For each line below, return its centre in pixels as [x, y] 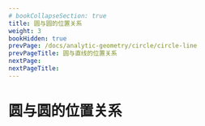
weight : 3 [25, 31]
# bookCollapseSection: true [58, 16]
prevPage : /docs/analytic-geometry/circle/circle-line [103, 46]
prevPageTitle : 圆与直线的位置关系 [63, 53]
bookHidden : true [38, 38]
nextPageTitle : [34, 69]
